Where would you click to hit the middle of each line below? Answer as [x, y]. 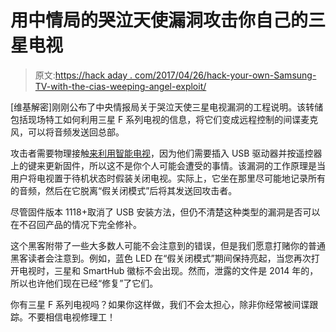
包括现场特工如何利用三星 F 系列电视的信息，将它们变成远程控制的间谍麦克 [164, 119]
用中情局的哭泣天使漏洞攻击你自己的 [159, 20]
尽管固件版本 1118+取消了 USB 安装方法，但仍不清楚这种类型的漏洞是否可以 [165, 212]
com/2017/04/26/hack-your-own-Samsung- [225, 75]
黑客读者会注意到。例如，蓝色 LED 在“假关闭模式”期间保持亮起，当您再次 [161, 258]
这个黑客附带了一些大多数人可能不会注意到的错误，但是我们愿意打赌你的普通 [168, 245]
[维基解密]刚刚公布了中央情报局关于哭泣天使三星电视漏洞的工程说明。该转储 [167, 107]
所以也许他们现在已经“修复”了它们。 [84, 283]
